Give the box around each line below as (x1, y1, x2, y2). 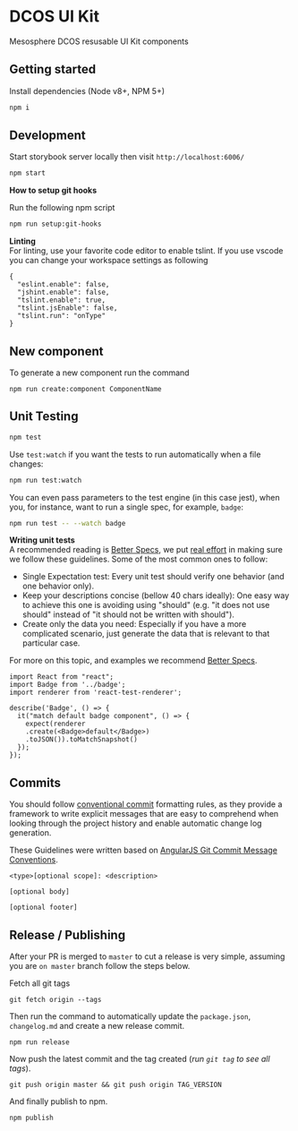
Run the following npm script (9, 202, 115, 213)
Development (9, 128, 87, 143)
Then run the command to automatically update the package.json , (9, 1011, 251, 1022)
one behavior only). (21, 580, 95, 592)
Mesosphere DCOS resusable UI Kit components (9, 36, 190, 47)
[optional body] (9, 887, 70, 896)
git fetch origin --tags (9, 996, 102, 1005)
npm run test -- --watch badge (9, 518, 126, 527)
